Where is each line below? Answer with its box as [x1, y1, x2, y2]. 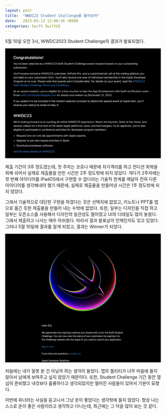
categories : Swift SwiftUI [5, 24, 61, 29]
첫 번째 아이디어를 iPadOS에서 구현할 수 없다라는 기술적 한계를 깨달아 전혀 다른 [5, 176, 157, 182]
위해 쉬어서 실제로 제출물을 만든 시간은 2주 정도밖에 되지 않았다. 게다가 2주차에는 [5, 170, 161, 176]
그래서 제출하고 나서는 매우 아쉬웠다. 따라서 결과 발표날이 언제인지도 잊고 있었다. [5, 218, 160, 224]
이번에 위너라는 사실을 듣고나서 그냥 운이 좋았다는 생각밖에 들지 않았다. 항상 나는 [5, 397, 160, 403]
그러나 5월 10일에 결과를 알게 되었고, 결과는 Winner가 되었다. [5, 224, 123, 229]
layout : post [5, 8, 32, 13]
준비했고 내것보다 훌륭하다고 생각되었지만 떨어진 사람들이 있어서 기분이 [14, 380, 151, 386]
